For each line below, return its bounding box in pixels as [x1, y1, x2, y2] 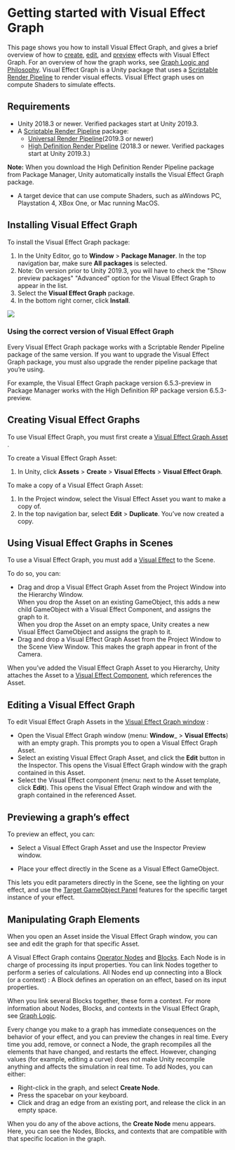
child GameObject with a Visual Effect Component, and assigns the [17, 605, 212, 614]
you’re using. [7, 365, 45, 374]
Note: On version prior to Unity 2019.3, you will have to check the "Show [17, 266, 227, 275]
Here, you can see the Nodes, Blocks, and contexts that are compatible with [7, 1127, 227, 1135]
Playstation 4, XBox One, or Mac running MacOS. [17, 199, 160, 207]
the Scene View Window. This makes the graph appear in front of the [17, 642, 217, 651]
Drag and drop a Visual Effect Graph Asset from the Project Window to [17, 635, 222, 644]
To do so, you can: [7, 569, 61, 578]
